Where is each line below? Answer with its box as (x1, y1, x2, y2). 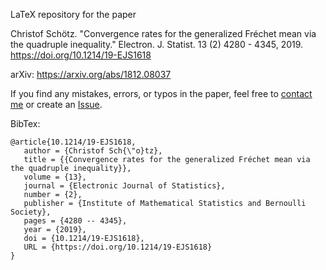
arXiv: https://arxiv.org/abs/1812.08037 (10, 69, 172, 80)
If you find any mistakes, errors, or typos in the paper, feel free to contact (10, 88, 313, 99)
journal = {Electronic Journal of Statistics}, (23, 181, 226, 191)
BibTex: (10, 118, 41, 129)
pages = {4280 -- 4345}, (23, 216, 128, 226)
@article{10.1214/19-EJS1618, (10, 137, 137, 147)
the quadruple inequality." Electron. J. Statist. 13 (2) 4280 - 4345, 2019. (10, 39, 304, 50)
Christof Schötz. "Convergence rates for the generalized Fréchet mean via (10, 28, 317, 39)
